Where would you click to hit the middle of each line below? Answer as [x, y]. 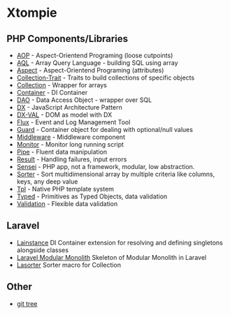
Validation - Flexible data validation [67, 204]
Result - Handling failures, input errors [72, 159]
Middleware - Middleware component [71, 137]
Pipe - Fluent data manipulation [62, 152]
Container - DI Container [52, 93]
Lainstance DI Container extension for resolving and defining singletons [120, 242]
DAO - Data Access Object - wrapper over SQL [84, 100]
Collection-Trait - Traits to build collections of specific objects [106, 78]
